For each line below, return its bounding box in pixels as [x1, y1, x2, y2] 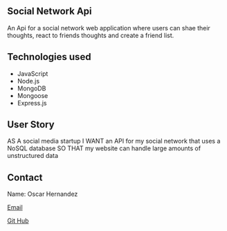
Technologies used [7, 51, 91, 63]
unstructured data [7, 152, 59, 160]
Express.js [17, 99, 47, 107]
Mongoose [17, 91, 48, 99]
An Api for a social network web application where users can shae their [7, 23, 211, 32]
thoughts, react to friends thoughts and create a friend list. [7, 31, 174, 39]
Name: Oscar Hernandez [7, 190, 78, 199]
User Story [7, 119, 55, 130]
